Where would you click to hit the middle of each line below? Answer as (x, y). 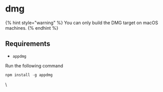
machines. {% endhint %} (32, 28)
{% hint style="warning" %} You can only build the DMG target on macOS (82, 23)
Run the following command (34, 65)
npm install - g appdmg (29, 75)
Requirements (28, 44)
